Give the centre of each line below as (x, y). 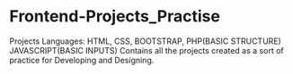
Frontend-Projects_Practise (115, 16)
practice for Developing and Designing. (82, 60)
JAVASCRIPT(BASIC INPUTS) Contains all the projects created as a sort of (147, 50)
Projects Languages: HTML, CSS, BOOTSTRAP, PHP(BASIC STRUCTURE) (145, 41)
